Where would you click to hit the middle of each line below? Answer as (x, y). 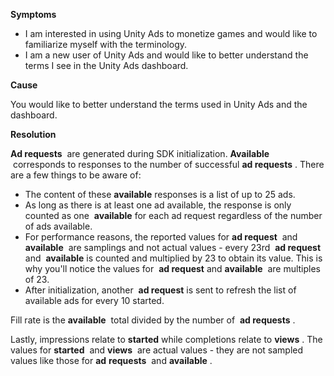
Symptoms (33, 14)
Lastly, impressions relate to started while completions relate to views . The (166, 339)
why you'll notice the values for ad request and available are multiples (173, 268)
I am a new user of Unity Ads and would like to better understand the (166, 55)
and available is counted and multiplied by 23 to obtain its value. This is (173, 258)
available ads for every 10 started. (94, 300)
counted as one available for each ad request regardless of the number (173, 215)
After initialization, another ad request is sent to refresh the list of (160, 290)
